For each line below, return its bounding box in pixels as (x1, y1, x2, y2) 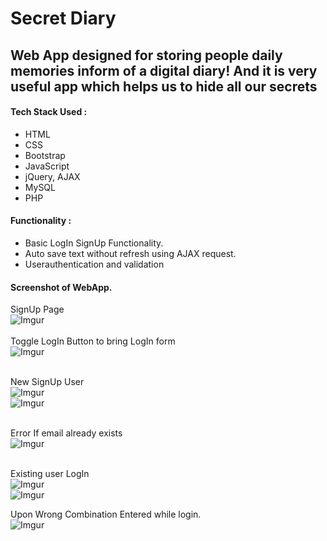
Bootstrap (24, 149, 66, 161)
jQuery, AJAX (24, 170, 81, 182)
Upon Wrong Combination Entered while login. (10, 508, 202, 521)
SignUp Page (10, 303, 65, 316)
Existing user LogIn (10, 468, 90, 480)
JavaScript (24, 160, 70, 172)
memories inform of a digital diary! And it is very (10, 62, 318, 79)
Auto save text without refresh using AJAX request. (24, 247, 237, 259)
